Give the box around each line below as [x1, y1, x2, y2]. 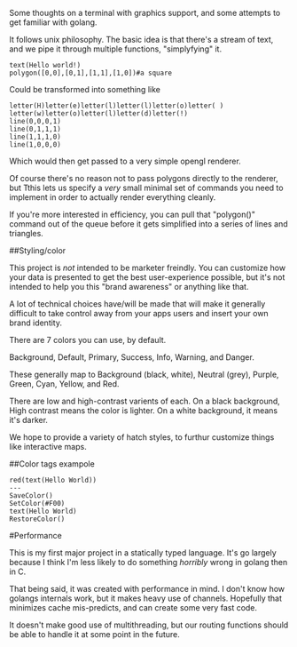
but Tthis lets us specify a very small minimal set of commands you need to [9, 182, 284, 193]
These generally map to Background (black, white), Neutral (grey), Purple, [9, 369, 279, 379]
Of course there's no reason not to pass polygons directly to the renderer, [9, 173, 279, 183]
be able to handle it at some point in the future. [9, 629, 180, 639]
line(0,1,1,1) [9, 124, 62, 133]
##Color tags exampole [9, 459, 95, 469]
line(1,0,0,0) [9, 140, 62, 149]
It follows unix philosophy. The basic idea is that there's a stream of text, [9, 35, 274, 44]
